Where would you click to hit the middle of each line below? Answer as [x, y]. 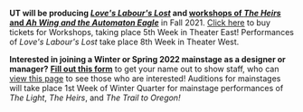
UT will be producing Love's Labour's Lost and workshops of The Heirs [146, 13]
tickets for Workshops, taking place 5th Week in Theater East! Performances [151, 32]
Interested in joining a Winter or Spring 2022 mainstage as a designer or [148, 59]
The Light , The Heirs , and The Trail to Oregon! [95, 98]
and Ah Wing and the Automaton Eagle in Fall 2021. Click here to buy [140, 23]
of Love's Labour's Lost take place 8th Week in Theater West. [124, 42]
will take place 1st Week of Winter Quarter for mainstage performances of [147, 88]
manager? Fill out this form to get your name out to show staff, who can [144, 69]
